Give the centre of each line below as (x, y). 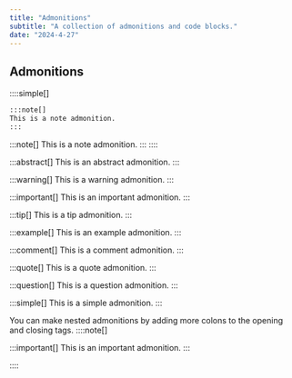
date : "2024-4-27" (44, 35)
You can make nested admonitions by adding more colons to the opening (146, 320)
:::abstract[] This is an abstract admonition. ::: (95, 162)
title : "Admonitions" (50, 18)
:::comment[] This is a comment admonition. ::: (97, 250)
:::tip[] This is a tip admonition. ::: (71, 214)
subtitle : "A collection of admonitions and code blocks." (124, 26)
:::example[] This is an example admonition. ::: (96, 232)
